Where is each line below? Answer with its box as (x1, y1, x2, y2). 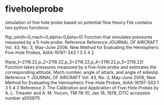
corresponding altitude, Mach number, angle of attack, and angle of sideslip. (5, 69, 160, 75)
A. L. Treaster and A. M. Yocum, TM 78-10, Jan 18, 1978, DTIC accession (5, 90, 151, 96)
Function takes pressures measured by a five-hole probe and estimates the (5, 64, 157, 70)
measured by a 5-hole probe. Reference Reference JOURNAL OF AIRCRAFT (5, 39, 158, 45)
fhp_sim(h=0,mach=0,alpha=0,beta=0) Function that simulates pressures (5, 34, 153, 40)
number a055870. (5, 95, 41, 101)
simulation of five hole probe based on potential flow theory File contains (5, 19, 153, 25)
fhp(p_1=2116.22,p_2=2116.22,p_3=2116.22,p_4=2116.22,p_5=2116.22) (5, 59, 144, 65)
